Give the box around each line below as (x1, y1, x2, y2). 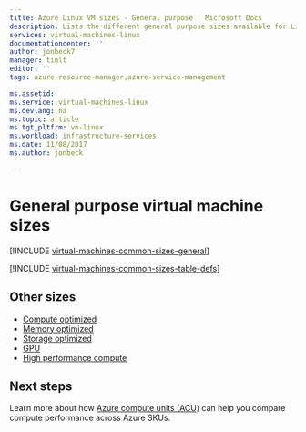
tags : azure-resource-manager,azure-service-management (9, 73, 226, 82)
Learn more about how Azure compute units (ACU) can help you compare (9, 403, 286, 414)
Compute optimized (22, 314, 97, 324)
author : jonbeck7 (9, 47, 76, 57)
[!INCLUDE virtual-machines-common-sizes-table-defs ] (9, 262, 220, 273)
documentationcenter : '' (9, 38, 104, 48)
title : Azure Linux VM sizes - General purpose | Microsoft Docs (9, 13, 262, 23)
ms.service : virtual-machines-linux (9, 98, 148, 107)
